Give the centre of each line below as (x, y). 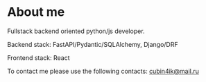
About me (36, 12)
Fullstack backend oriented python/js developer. (76, 31)
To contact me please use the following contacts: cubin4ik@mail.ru (103, 71)
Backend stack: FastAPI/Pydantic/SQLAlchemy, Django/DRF (93, 44)
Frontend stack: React (39, 58)
